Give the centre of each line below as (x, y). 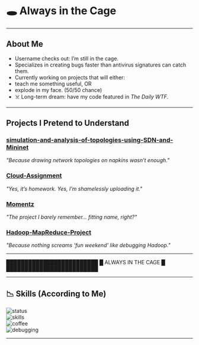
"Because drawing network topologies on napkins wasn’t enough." (88, 160)
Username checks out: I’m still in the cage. (67, 58)
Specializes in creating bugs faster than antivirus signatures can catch (100, 65)
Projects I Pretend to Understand (68, 123)
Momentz (20, 204)
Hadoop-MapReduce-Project (49, 232)
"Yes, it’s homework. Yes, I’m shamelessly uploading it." (74, 189)
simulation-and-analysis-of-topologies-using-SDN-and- (90, 140)
